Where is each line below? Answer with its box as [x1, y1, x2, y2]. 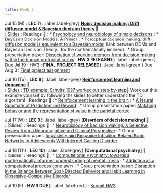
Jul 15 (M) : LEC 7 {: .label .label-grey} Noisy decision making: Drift [5, 20, 140, 26]
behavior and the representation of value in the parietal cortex [5, 108, 129, 114]
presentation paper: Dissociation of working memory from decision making [5, 52, 155, 58]
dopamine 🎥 [5, 81, 30, 88]
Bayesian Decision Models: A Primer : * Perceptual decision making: [5, 36, 142, 42]
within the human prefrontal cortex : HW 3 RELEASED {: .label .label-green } [5, 57, 156, 62]
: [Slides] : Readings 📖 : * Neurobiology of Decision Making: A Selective [5, 122, 148, 128]
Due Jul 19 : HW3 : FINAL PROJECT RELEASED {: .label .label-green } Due [5, 62, 153, 68]
